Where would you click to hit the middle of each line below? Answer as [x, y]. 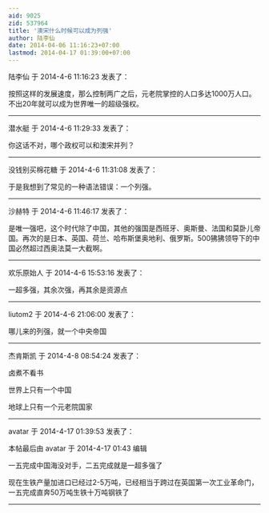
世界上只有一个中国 [40, 390]
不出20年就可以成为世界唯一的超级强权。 [76, 104]
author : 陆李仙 [32, 38]
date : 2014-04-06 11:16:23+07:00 [64, 46]
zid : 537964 [28, 23]
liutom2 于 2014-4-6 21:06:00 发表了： [72, 314]
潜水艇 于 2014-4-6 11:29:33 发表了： [70, 128]
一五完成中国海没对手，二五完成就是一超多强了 [85, 465]
